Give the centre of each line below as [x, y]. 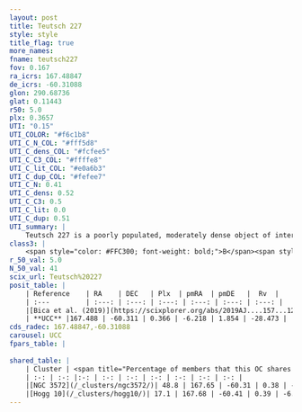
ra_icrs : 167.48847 [46, 76]
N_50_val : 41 [34, 269]
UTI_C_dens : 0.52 [42, 193]
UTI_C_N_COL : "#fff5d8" [54, 143]
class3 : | [28, 244]
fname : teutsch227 [44, 59]
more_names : [31, 51]
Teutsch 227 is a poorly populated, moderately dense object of [148, 235]
